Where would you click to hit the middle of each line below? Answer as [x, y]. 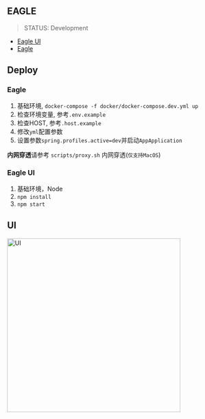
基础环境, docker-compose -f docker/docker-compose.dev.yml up [108, 105]
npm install [34, 197]
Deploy [23, 71]
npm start [31, 204]
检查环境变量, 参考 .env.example [61, 114]
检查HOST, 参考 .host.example [59, 122]
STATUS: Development [56, 28]
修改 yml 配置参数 [40, 131]
